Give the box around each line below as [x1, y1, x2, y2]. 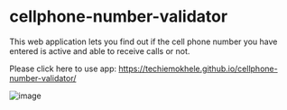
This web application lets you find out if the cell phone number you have [9, 36, 278, 47]
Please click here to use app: [9, 63, 117, 74]
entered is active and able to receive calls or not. [9, 45, 190, 56]
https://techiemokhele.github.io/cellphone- [118, 63, 278, 74]
